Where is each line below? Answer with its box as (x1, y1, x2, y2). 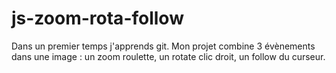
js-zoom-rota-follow (11, 7, 184, 30)
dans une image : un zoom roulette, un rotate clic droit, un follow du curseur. (11, 50, 326, 62)
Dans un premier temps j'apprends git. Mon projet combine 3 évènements (11, 40, 316, 52)
